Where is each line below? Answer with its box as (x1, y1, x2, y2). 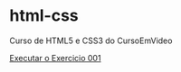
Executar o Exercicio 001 (9, 52, 101, 63)
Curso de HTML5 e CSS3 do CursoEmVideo (9, 35, 173, 46)
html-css (9, 5, 79, 26)
